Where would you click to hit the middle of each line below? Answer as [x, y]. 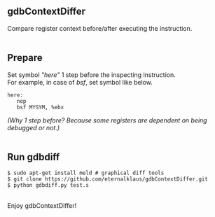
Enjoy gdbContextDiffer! [42, 206]
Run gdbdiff [34, 157]
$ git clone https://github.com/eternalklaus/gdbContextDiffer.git [108, 179]
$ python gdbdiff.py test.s [48, 185]
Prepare [25, 58]
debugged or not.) [34, 127]
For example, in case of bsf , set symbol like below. [80, 82]
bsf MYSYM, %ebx [40, 107]
